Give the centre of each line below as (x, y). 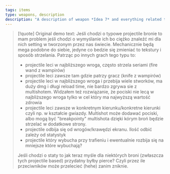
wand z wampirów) (45, 70)
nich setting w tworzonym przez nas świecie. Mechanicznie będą (86, 45)
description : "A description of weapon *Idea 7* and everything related (83, 19)
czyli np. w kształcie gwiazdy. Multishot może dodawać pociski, (92, 113)
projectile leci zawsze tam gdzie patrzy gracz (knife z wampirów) (93, 76)
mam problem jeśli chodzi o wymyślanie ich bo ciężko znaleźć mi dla (89, 39)
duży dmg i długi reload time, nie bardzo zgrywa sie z (81, 86)
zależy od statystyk (46, 135)
